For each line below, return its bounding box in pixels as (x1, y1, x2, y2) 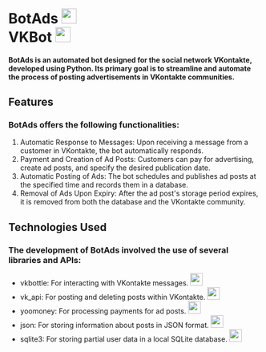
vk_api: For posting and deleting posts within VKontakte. (19, 293, 206, 302)
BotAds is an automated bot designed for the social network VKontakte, (8, 55, 252, 64)
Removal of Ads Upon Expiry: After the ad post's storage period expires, (19, 188, 259, 198)
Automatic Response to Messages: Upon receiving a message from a (19, 137, 248, 148)
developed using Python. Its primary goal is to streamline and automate (8, 63, 252, 73)
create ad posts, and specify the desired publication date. (19, 163, 211, 172)
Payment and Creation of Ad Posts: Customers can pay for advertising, (19, 155, 255, 164)
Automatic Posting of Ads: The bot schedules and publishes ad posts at (19, 172, 256, 181)
